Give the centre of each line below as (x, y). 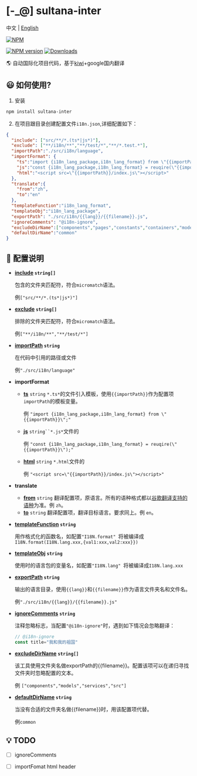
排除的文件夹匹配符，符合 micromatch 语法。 (66, 321)
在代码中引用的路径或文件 (45, 357)
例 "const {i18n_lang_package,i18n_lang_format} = (86, 444)
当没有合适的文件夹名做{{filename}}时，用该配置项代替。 (83, 709)
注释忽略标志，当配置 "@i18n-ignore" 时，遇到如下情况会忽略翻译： (95, 625)
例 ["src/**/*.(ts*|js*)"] (46, 297)
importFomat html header (45, 766)
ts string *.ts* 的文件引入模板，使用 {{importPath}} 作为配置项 (98, 394)
